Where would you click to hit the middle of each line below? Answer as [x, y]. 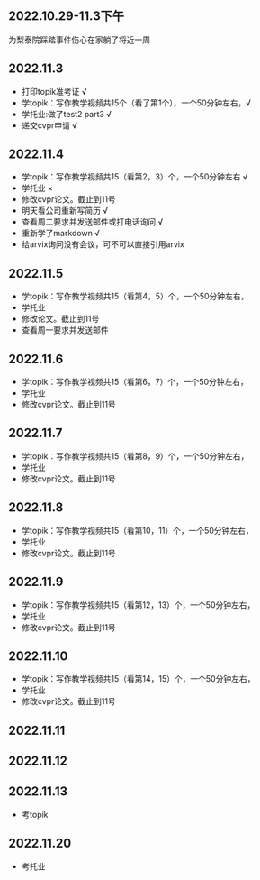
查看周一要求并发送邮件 [65, 330]
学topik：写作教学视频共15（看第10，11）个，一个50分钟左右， [137, 530]
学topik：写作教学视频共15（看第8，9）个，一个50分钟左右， [135, 456]
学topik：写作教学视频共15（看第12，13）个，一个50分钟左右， [138, 605]
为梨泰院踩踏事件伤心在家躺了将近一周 [79, 40]
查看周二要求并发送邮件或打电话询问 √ [92, 222]
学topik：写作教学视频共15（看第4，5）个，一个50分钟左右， [135, 297]
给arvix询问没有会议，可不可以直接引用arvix [103, 244]
